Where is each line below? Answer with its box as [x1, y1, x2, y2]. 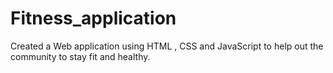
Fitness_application [10, 7, 177, 30]
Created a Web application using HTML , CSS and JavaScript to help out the [10, 40, 324, 52]
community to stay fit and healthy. [10, 50, 151, 62]
